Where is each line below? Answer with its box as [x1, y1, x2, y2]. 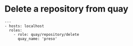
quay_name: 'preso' [17, 36, 57, 41]
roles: [9, 28, 22, 32]
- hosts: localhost [4, 23, 44, 29]
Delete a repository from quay [4, 3, 129, 15]
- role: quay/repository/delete [13, 32, 79, 37]
